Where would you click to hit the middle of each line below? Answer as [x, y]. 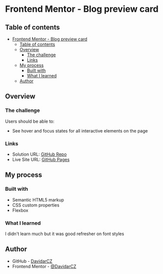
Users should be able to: [30, 121]
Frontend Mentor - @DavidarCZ [44, 266]
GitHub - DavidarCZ [32, 261]
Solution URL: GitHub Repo [40, 154]
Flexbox [20, 210]
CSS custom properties [36, 205]
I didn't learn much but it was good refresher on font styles [65, 234]
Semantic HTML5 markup [38, 200]
